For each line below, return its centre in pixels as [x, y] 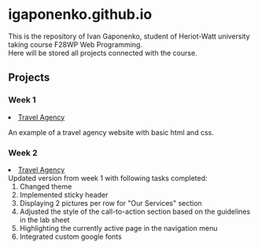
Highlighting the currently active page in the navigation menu [118, 228]
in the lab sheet [44, 220]
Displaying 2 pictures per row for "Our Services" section [111, 203]
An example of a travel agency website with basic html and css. [111, 132]
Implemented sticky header [64, 195]
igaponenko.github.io [80, 15]
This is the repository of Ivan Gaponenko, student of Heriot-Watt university [129, 36]
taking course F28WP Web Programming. [76, 44]
